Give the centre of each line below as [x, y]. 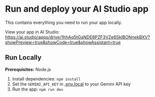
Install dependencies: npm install [46, 78]
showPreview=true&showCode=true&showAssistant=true [63, 42]
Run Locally [23, 58]
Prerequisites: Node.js [28, 69]
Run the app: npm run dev [38, 89]
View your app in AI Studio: [32, 32]
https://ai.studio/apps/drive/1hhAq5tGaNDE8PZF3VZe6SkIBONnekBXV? [77, 37]
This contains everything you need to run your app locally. [64, 22]
